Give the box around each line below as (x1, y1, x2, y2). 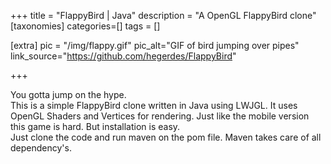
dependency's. (10, 142, 72, 154)
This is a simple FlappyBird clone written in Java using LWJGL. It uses (10, 100, 298, 111)
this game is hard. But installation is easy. (10, 121, 181, 132)
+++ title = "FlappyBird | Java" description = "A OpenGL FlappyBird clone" (10, 10, 317, 21)
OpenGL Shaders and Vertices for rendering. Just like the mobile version (10, 110, 310, 122)
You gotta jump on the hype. (10, 89, 127, 100)
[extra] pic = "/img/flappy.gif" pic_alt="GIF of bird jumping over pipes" (10, 40, 300, 51)
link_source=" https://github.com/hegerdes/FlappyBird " (10, 50, 237, 62)
